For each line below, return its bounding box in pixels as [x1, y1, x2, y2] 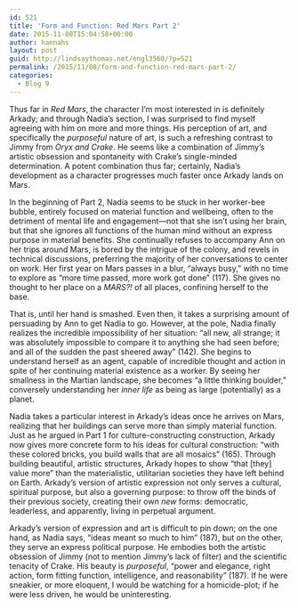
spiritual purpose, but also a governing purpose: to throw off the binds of [9, 486, 277, 497]
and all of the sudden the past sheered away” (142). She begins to [9, 346, 252, 357]
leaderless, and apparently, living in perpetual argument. [9, 505, 216, 516]
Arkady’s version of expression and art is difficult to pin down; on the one [9, 523, 278, 533]
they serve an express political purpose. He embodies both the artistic [9, 541, 267, 552]
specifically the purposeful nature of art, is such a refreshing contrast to [9, 132, 273, 142]
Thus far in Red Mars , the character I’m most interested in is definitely [9, 103, 265, 114]
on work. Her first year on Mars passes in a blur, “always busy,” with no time [9, 263, 289, 273]
